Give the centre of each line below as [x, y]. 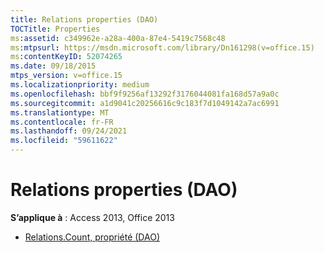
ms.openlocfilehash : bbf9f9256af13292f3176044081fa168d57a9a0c [145, 94]
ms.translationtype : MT [60, 112]
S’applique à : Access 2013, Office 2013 [92, 217]
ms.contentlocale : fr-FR [62, 122]
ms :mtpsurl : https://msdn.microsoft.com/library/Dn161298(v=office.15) [162, 47]
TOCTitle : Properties [55, 29]
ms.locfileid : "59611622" [64, 141]
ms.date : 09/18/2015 [53, 66]
